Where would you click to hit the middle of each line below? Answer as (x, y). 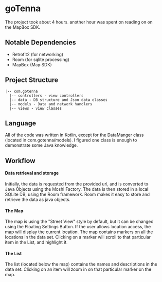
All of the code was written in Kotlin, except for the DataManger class (74, 135)
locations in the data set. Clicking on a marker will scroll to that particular (78, 237)
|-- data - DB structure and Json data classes (59, 100)
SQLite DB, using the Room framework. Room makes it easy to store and (77, 194)
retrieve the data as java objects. (38, 199)
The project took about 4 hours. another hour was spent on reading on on (79, 22)
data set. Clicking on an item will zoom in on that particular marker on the (78, 269)
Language (21, 123)
